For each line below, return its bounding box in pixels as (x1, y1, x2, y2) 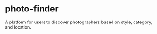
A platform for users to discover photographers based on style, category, (5, 19, 153, 25)
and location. (5, 24, 32, 30)
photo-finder (5, 3, 59, 14)
